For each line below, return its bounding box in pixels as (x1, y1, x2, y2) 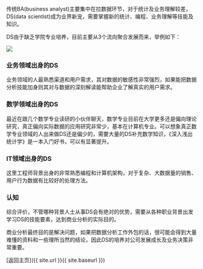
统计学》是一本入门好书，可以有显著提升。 (6, 138, 112, 145)
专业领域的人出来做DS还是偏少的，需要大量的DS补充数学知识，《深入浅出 (11, 130, 193, 137)
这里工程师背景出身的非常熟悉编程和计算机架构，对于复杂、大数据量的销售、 (6, 169, 197, 177)
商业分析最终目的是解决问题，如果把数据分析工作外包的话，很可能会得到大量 (6, 228, 197, 236)
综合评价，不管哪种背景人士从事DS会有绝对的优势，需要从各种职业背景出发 (6, 208, 194, 216)
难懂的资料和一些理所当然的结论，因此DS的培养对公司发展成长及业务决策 (6, 236, 188, 244)
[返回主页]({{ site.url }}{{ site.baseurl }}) (6, 256, 106, 264)
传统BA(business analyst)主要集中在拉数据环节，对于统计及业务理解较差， (6, 5, 192, 12)
